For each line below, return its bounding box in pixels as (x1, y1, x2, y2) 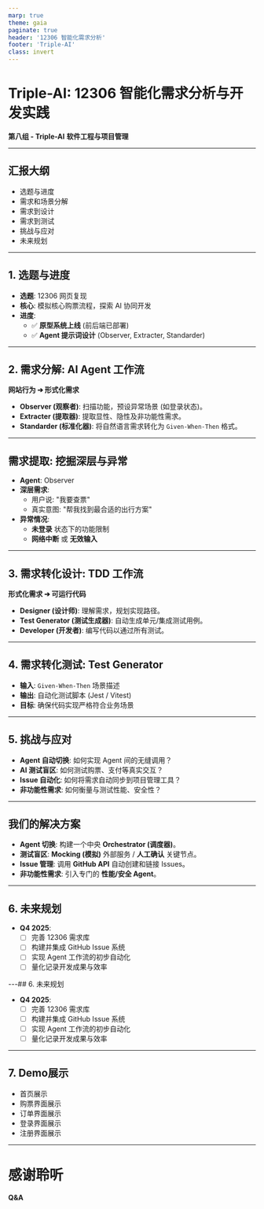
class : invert (8, 48, 55, 56)
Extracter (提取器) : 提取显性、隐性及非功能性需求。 (19, 412, 186, 421)
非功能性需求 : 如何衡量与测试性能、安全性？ (19, 785, 162, 794)
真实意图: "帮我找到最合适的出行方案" (31, 505, 152, 514)
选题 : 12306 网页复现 (19, 290, 88, 300)
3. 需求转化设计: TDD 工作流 (8, 567, 144, 580)
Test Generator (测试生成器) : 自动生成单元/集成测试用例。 (19, 616, 207, 625)
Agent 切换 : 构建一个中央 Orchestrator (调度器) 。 (19, 840, 181, 849)
